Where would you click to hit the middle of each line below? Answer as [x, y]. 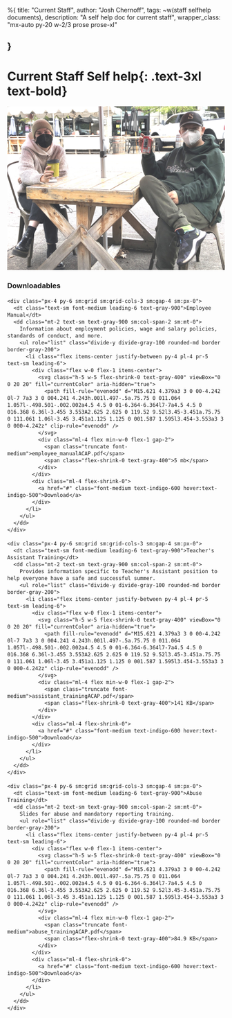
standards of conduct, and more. [55, 335]
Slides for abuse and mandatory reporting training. [97, 814]
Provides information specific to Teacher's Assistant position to [118, 571]
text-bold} [37, 91]
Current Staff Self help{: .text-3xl [104, 76]
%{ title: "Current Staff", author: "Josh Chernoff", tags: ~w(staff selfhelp [109, 10]
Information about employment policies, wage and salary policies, [118, 328]
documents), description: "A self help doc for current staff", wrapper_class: [114, 17]
